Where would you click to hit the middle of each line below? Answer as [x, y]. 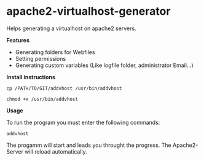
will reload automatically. [56, 151]
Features [18, 40]
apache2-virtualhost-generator [88, 11]
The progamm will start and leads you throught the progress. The [89, 145]
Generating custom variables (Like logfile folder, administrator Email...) [104, 65]
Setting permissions [41, 58]
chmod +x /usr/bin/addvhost [42, 99]
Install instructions [31, 77]
